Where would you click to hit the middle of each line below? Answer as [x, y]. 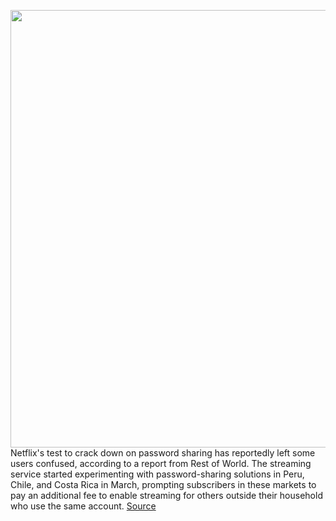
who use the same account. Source [83, 506]
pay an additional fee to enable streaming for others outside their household [166, 495]
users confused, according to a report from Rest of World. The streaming [161, 463]
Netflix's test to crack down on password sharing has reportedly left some [163, 453]
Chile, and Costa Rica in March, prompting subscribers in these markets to [163, 484]
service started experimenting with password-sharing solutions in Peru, [157, 474]
